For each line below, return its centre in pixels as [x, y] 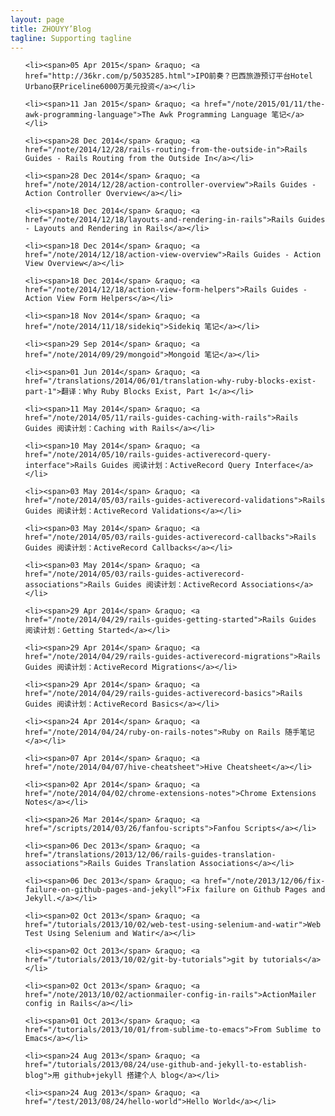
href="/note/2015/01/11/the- [265, 104]
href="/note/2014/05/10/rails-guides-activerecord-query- [148, 455]
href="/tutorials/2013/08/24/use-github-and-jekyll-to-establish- [166, 1065]
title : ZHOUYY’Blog [51, 29]
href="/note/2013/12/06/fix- [265, 881]
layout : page [37, 19]
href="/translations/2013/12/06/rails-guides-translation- [150, 855]
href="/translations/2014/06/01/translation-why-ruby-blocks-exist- [170, 381]
